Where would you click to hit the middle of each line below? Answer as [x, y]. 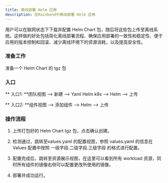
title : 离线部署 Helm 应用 [31, 10]
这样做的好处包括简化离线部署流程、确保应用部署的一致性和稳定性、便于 [88, 36]
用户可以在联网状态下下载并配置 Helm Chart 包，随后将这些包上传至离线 [79, 29]
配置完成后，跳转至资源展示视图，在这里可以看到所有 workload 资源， [84, 158]
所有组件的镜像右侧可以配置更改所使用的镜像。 [65, 165]
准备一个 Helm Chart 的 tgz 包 [36, 68]
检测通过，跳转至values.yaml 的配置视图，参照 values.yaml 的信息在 [83, 141]
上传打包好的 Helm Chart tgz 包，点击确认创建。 [62, 131]
